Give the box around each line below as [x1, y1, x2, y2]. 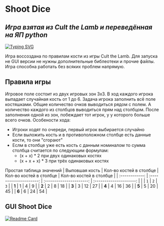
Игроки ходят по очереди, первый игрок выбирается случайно [12, 126, 145, 132]
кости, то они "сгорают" [12, 137, 63, 143]
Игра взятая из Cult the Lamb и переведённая [5, 23, 153, 31]
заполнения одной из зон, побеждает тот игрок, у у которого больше [5, 112, 150, 117]
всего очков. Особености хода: [5, 117, 71, 123]
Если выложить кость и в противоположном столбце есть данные [12, 132, 151, 138]
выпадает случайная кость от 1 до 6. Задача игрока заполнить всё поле [5, 96, 156, 102]
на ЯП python [5, 30, 48, 39]
